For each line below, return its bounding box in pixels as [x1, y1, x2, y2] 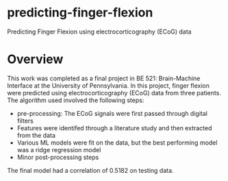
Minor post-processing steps [16, 153, 99, 161]
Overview [7, 51, 64, 67]
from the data [16, 131, 56, 139]
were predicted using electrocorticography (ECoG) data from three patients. [7, 88, 221, 97]
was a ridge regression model [16, 145, 101, 154]
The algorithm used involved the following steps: [7, 96, 144, 104]
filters [16, 117, 34, 125]
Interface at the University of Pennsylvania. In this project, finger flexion [7, 81, 210, 90]
